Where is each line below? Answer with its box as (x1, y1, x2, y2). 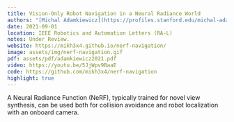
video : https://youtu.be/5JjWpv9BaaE (7, 62, 117, 69)
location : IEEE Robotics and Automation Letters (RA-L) (7, 29, 173, 37)
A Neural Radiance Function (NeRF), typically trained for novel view (7, 94, 201, 102)
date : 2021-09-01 (7, 23, 58, 30)
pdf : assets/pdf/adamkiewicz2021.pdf (7, 55, 117, 62)
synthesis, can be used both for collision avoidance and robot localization (7, 101, 219, 110)
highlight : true (7, 74, 54, 82)
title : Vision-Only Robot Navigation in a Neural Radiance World (7, 10, 201, 17)
